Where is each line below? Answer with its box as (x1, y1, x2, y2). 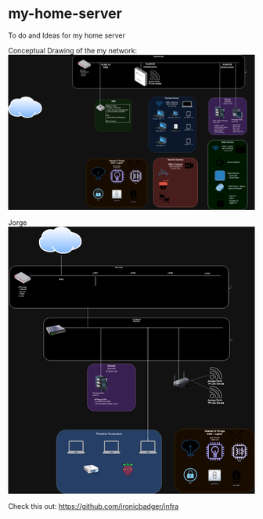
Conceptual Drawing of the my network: (8, 45, 137, 55)
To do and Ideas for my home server (8, 31, 125, 40)
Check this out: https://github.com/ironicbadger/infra (8, 501, 179, 510)
